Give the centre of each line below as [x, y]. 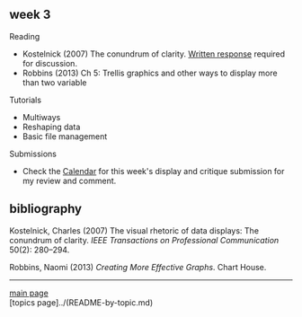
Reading [25, 36]
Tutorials [26, 100]
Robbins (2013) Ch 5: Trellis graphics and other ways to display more [150, 73]
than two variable [54, 82]
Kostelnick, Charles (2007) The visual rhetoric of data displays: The [134, 230]
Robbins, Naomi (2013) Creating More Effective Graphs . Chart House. [138, 267]
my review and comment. [69, 181]
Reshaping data [51, 127]
